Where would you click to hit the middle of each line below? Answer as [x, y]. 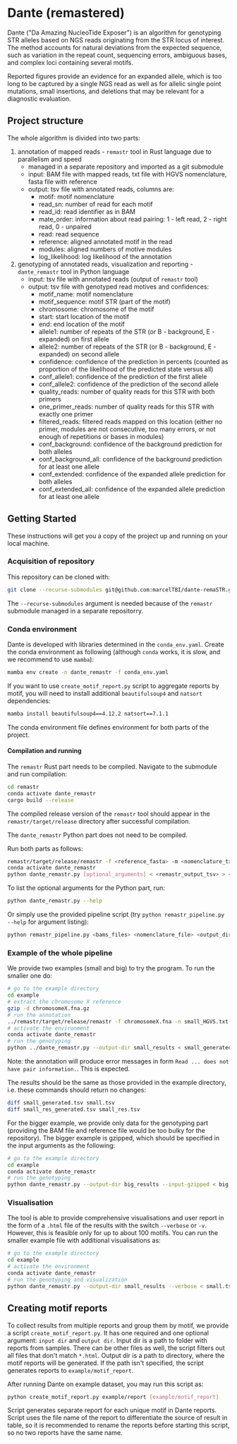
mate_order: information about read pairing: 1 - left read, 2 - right [133, 219]
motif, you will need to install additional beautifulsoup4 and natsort [105, 693]
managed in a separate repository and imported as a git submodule [126, 167]
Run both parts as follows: [45, 848]
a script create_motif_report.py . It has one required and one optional [108, 1332]
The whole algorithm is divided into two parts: [74, 138]
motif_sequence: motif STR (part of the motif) [105, 301]
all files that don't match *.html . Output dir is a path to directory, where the [116, 1355]
